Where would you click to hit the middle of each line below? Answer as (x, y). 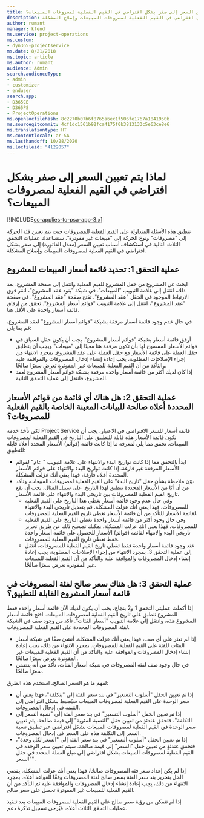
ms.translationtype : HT (37, 130)
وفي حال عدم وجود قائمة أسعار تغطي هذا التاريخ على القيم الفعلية (98, 501)
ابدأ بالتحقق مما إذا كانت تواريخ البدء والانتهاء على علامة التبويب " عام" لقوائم (101, 462)
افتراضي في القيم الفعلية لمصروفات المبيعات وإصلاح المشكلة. (77, 250)
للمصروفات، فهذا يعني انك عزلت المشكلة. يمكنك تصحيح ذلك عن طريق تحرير (111, 526)
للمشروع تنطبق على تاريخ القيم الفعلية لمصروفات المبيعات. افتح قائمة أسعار (92, 614)
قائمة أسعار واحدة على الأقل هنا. (43, 310)
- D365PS (18, 107)
